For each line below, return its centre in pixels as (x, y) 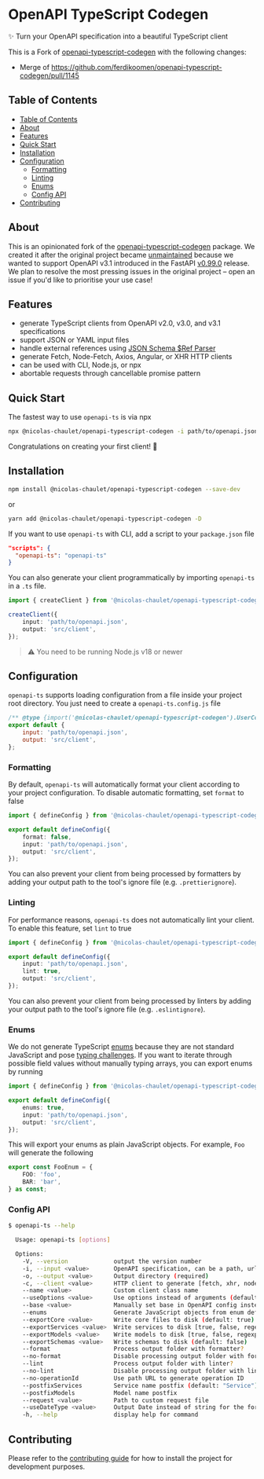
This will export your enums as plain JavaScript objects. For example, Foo (126, 1144)
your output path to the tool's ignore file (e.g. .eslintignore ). (107, 1009)
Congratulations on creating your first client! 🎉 (83, 446)
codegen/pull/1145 (49, 75)
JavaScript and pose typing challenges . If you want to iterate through (120, 1055)
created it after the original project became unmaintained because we (121, 255)
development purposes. (47, 1466)
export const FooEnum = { (50, 1167)
